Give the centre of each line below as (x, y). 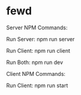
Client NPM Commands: (36, 73)
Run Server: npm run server (40, 39)
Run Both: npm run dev (35, 62)
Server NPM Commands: (37, 27)
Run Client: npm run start (37, 85)
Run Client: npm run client (38, 50)
